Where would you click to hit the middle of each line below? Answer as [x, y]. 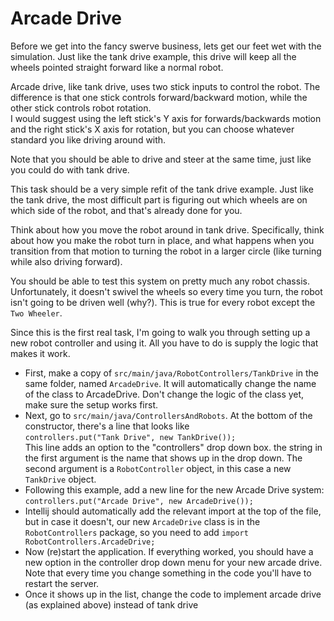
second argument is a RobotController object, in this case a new [158, 468]
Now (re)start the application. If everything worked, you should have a [169, 551]
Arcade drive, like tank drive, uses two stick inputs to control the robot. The [165, 86]
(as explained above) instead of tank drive [111, 604]
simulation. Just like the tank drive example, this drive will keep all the [153, 56]
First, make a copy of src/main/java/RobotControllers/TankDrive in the [171, 373]
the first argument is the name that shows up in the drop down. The [163, 458]
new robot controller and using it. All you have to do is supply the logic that [164, 343]
